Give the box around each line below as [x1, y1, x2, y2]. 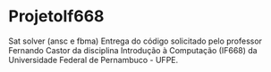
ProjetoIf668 [8, 6, 105, 27]
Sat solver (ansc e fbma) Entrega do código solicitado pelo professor [8, 36, 263, 46]
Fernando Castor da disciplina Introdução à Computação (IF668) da [8, 44, 258, 55]
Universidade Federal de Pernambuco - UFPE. [8, 54, 179, 65]
